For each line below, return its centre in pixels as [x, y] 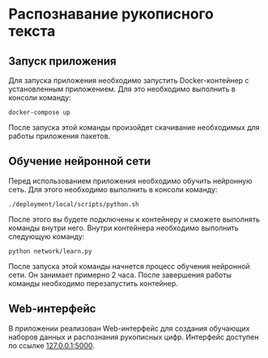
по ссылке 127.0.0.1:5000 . [52, 345]
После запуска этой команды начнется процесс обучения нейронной [129, 266]
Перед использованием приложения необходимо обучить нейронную [130, 181]
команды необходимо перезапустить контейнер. [93, 283]
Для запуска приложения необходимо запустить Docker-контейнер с [129, 80]
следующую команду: [47, 236]
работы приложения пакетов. [60, 136]
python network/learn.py [50, 251]
